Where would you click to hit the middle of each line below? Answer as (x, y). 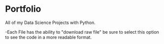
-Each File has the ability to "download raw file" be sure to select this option (82, 32)
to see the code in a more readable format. (49, 37)
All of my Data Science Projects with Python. (50, 22)
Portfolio (23, 9)
